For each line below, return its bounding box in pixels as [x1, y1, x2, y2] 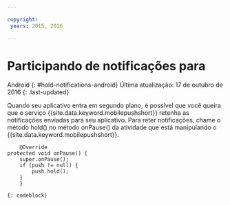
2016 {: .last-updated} [7, 88, 70, 96]
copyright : [7, 16, 39, 23]
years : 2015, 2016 [10, 22, 63, 30]
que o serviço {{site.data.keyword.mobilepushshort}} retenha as [7, 109, 189, 117]
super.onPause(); [19, 156, 70, 163]
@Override [19, 144, 48, 151]
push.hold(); [32, 168, 70, 175]
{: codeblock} [7, 192, 48, 199]
